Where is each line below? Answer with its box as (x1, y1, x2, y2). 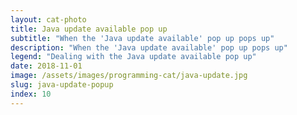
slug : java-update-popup (10, 80, 114, 90)
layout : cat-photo (10, 14, 87, 25)
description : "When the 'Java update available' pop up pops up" (10, 42, 288, 53)
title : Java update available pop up (10, 24, 168, 34)
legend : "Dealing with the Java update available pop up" (10, 52, 257, 62)
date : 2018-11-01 (10, 61, 83, 71)
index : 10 (10, 89, 52, 99)
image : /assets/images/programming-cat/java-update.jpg (10, 71, 248, 81)
